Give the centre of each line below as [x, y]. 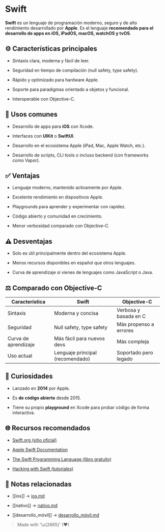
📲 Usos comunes [31, 114]
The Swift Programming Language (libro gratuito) [62, 459]
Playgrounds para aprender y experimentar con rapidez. [69, 207]
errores [125, 330]
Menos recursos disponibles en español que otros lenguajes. [74, 263]
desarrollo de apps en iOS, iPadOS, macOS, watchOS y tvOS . [68, 33]
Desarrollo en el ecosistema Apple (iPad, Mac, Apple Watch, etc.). [79, 145]
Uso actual [20, 356]
